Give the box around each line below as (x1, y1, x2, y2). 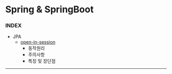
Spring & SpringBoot (5, 4, 94, 15)
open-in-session (20, 39, 55, 45)
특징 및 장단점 (28, 58, 56, 64)
